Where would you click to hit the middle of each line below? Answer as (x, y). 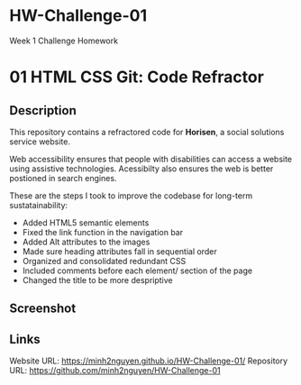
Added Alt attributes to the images (86, 242)
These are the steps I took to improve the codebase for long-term (131, 196)
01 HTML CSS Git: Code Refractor (137, 77)
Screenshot (43, 309)
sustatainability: (39, 205)
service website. (40, 142)
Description (43, 110)
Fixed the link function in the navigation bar (102, 232)
